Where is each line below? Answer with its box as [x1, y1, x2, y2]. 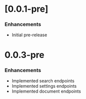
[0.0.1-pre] [4, 3, 48, 15]
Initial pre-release [11, 32, 47, 38]
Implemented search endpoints [11, 77, 75, 84]
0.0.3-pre [4, 49, 44, 60]
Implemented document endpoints [11, 88, 81, 94]
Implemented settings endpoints [11, 83, 77, 89]
